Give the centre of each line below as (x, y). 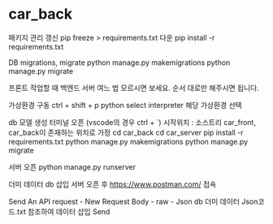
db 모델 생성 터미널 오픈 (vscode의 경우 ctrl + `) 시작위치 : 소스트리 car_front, (132, 122)
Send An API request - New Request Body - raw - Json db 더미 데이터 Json (133, 201)
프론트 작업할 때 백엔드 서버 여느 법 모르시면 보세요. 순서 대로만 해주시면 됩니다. (134, 88)
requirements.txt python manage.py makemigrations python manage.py (128, 141)
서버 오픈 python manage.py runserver (72, 166)
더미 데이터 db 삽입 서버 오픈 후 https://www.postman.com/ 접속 (113, 184)
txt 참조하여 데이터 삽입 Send (63, 211)
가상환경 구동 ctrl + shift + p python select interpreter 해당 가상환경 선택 (125, 105)
